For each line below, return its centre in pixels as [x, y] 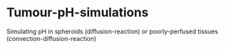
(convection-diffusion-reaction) [52, 38]
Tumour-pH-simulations [78, 13]
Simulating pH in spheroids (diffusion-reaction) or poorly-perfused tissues [112, 31]
